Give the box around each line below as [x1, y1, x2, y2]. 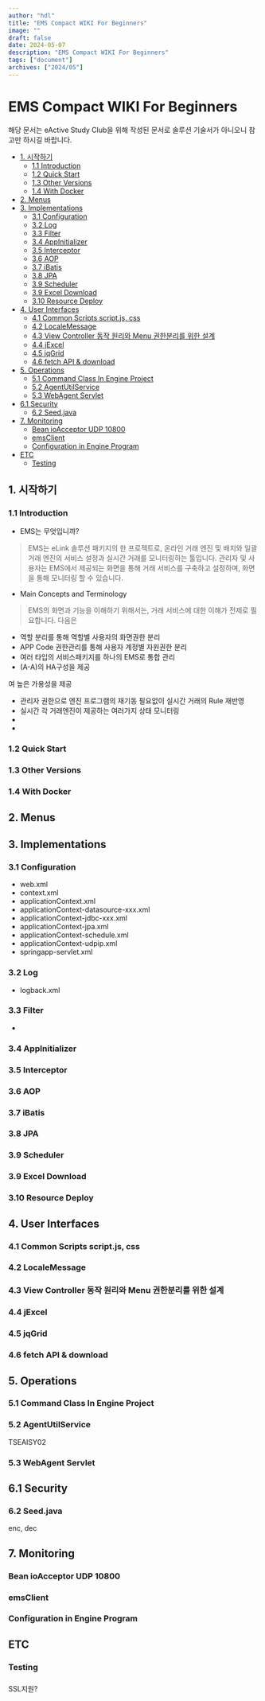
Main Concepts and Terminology [19, 590, 127, 599]
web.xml [19, 880, 49, 889]
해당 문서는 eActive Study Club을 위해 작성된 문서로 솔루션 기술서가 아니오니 [8, 125, 247, 134]
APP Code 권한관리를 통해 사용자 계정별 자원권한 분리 [19, 642, 187, 652]
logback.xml [19, 985, 60, 995]
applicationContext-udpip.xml [19, 939, 118, 948]
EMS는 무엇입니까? [19, 527, 80, 536]
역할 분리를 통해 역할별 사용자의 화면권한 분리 [19, 633, 161, 642]
